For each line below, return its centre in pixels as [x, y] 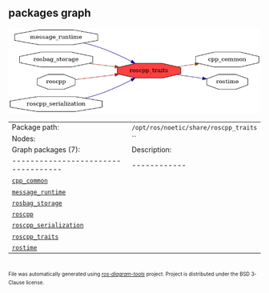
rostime [24, 247]
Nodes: [24, 138]
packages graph [50, 13]
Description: [152, 149]
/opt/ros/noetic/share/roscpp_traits [195, 128]
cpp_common [30, 181]
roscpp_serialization [48, 226]
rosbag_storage [37, 203]
